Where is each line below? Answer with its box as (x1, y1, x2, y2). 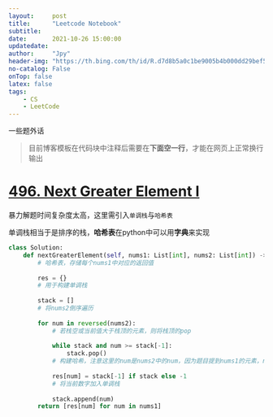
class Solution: (8, 244, 63, 252)
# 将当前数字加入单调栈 (51, 380, 120, 388)
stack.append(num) (51, 395, 115, 403)
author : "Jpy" (8, 50, 71, 58)
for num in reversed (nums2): (37, 319, 136, 328)
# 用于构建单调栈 (37, 281, 88, 289)
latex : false (8, 80, 53, 88)
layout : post (8, 11, 67, 20)
